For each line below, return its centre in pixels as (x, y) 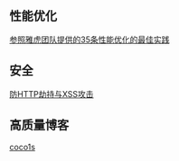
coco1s (23, 148)
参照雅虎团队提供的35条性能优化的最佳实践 (89, 40)
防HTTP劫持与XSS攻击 (52, 94)
